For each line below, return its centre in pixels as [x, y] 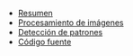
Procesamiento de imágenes [71, 23]
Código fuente [44, 42]
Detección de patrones [60, 32]
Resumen [35, 13]
